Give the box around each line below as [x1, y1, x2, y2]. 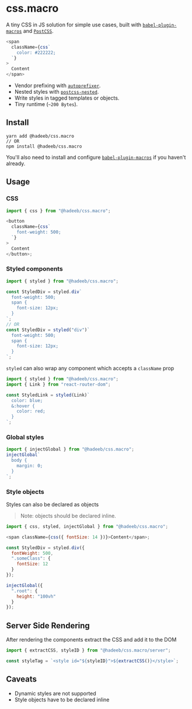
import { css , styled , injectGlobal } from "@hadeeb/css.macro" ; [6, 523, 168, 529]
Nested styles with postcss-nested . [14, 88, 99, 96]
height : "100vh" [16, 594, 57, 599]
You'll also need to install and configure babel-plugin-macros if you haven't [6, 154, 186, 161]
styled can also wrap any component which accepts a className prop [6, 365, 174, 372]
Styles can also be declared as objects [6, 500, 99, 508]
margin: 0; [16, 463, 43, 469]
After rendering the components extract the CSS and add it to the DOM [6, 636, 177, 643]
